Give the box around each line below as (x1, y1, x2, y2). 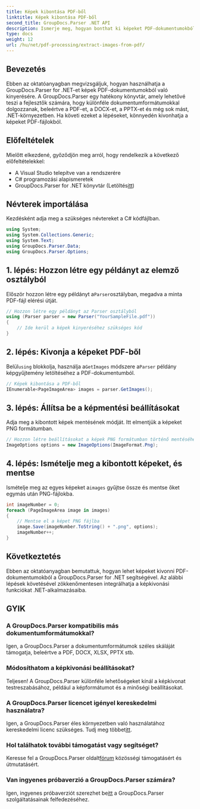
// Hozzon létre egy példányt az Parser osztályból (6, 308, 137, 314)
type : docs (6, 31, 33, 37)
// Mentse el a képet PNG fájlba (17, 518, 100, 524)
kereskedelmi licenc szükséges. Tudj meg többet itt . (6, 726, 132, 733)
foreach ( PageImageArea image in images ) (6, 507, 111, 513)
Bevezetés (6, 64, 46, 75)
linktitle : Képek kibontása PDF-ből (6, 14, 97, 20)
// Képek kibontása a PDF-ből (6, 380, 82, 387)
